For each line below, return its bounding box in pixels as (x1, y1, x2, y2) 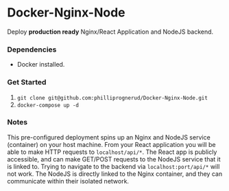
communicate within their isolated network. (7, 177, 129, 185)
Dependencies (7, 45, 57, 54)
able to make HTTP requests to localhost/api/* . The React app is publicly (7, 148, 217, 156)
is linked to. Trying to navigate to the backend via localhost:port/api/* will (7, 162, 220, 170)
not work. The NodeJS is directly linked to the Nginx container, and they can (7, 170, 223, 178)
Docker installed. (16, 60, 65, 69)
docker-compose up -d (16, 102, 79, 109)
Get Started (7, 78, 47, 87)
